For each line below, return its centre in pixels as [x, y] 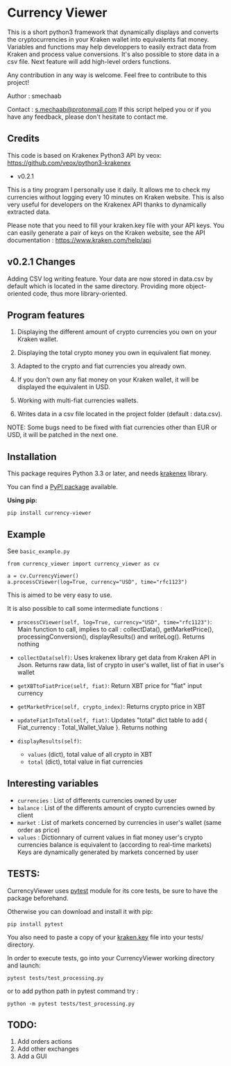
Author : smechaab [34, 96]
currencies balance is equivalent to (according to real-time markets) [114, 844]
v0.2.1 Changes [41, 262]
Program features [46, 315]
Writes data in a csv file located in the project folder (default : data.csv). [120, 414]
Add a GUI [32, 1056]
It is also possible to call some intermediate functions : [85, 608]
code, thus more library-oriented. [80, 293]
